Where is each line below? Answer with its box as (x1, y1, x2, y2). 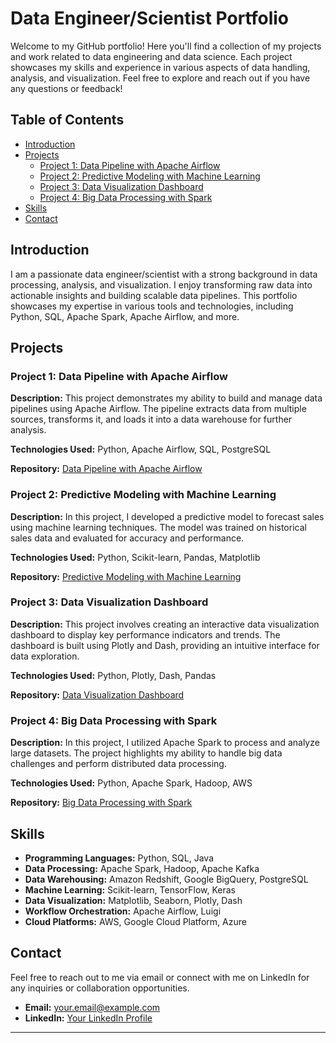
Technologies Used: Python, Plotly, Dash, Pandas (10, 669, 217, 681)
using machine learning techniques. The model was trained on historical (10, 521, 307, 533)
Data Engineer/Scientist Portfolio (10, 7, 290, 30)
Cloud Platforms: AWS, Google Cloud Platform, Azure (24, 915, 247, 927)
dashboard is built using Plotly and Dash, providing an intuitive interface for (10, 639, 320, 651)
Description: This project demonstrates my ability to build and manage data (10, 392, 323, 404)
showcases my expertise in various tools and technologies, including (10, 300, 294, 312)
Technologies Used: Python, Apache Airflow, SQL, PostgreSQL (10, 443, 272, 456)
